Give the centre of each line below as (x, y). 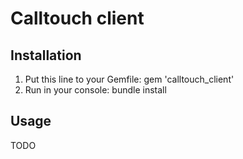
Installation (46, 55)
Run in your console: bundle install (95, 90)
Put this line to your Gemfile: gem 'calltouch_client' (129, 79)
